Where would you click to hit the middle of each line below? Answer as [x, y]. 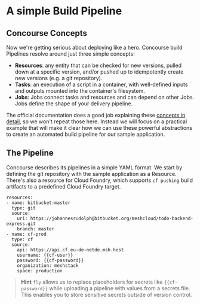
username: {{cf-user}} [45, 255]
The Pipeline [30, 153]
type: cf [22, 239]
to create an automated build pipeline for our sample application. [86, 134]
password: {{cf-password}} [50, 260]
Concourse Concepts [47, 33]
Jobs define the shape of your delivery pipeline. [74, 104]
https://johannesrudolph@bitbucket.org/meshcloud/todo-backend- [112, 218]
